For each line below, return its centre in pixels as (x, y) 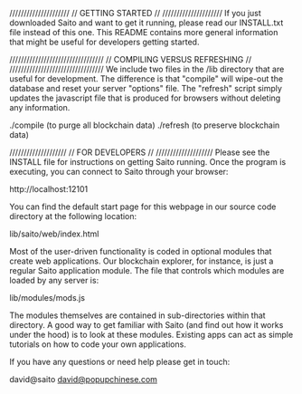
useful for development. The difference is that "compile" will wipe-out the (146, 79)
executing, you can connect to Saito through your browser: (119, 172)
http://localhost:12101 (49, 189)
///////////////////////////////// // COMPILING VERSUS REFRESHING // (131, 59)
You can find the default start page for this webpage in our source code (143, 207)
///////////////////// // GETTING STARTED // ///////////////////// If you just (136, 13)
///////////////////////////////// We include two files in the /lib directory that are (147, 69)
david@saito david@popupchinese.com (84, 379)
